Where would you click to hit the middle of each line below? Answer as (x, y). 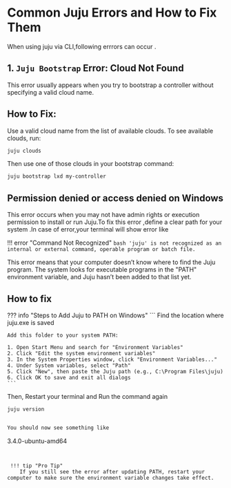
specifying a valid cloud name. (51, 92)
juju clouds (24, 151)
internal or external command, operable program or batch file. (101, 250)
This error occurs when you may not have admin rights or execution (103, 215)
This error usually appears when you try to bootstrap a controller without (110, 85)
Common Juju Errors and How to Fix (112, 13)
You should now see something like (58, 428)
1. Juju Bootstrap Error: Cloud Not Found (96, 68)
